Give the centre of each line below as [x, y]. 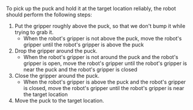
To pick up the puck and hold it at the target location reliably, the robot [91, 8]
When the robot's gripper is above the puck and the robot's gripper [104, 82]
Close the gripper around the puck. [57, 76]
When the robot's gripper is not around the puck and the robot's [101, 57]
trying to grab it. [34, 32]
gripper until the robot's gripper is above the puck [84, 44]
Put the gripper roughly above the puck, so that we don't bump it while [100, 26]
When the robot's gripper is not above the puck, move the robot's [102, 38]
